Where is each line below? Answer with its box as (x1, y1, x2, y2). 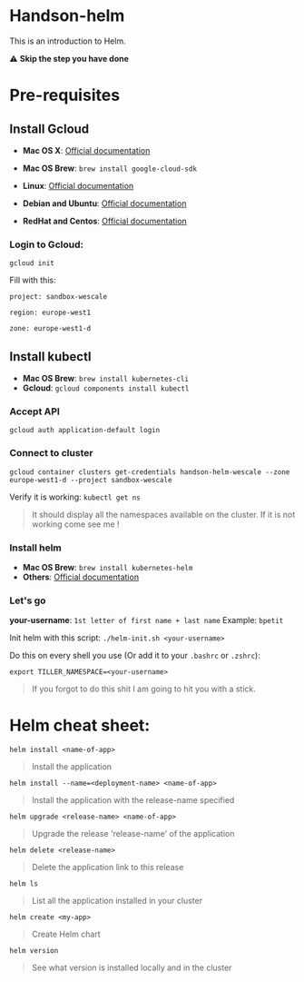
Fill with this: (9, 274, 56, 286)
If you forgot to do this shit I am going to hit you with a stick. (31, 683, 257, 695)
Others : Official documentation (22, 571, 139, 582)
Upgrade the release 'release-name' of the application (31, 828, 235, 839)
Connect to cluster (9, 447, 93, 460)
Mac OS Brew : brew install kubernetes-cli (22, 373, 189, 384)
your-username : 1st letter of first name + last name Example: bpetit (9, 615, 284, 626)
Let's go (9, 594, 46, 607)
